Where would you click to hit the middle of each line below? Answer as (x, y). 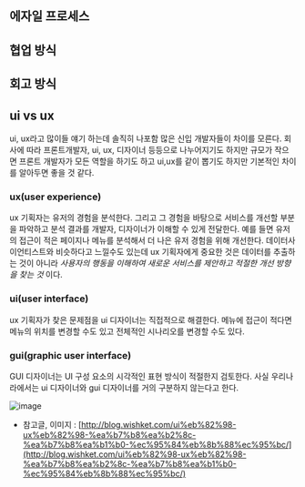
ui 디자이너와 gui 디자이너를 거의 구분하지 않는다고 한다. (140, 387)
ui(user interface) (49, 299)
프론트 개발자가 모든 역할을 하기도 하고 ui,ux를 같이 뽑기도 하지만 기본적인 (149, 161)
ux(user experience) (56, 197)
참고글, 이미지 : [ (52, 424)
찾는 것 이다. (41, 275)
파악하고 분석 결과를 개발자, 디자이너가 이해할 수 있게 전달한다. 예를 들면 (146, 229)
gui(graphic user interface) (71, 355)
